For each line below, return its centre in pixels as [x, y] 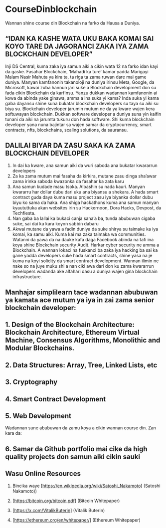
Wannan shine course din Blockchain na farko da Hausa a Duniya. [73, 23]
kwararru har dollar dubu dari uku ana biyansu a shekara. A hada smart [85, 192]
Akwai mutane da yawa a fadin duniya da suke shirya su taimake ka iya [85, 229]
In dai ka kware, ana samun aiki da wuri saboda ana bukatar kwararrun [85, 165]
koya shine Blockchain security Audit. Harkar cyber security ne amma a [86, 245]
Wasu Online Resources [43, 474]
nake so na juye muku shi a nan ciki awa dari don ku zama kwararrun [83, 266]
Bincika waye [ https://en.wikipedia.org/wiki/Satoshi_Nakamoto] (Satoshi [86, 486]
